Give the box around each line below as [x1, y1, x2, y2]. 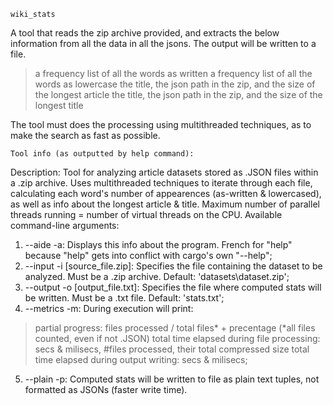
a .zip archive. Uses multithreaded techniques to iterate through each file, [10, 177, 313, 189]
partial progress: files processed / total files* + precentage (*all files [34, 322, 316, 334]
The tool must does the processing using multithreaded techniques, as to [10, 119, 312, 130]
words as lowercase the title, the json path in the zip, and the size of [34, 78, 316, 90]
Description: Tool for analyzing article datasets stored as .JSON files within [10, 166, 319, 178]
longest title [34, 100, 84, 111]
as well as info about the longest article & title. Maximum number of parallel [10, 198, 320, 210]
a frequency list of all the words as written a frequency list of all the [34, 68, 313, 79]
